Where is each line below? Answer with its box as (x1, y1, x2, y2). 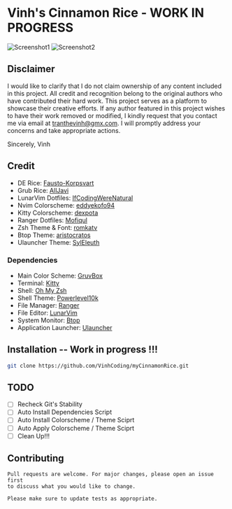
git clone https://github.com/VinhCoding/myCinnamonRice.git (7, 362, 189, 369)
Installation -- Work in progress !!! (7, 344, 159, 356)
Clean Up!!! (17, 431, 50, 440)
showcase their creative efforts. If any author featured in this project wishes (7, 103, 226, 113)
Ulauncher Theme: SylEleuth (17, 238, 100, 246)
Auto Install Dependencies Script (17, 408, 113, 417)
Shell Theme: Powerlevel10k (17, 294, 99, 302)
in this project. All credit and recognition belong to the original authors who (7, 89, 223, 97)
